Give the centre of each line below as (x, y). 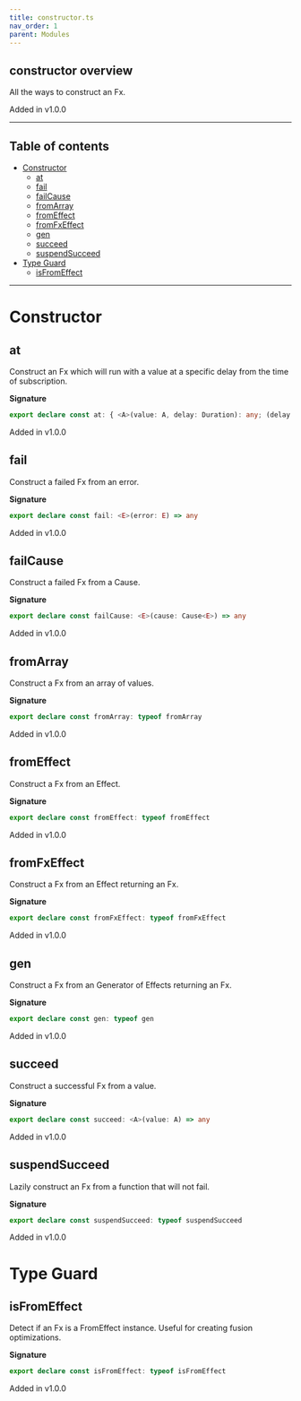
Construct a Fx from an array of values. (82, 683)
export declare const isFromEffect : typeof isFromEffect (118, 1371)
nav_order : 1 (34, 26)
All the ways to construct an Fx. (68, 92)
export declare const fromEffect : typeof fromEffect (110, 817)
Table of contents (59, 146)
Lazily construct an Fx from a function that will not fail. (110, 1186)
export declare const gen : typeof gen (82, 1019)
